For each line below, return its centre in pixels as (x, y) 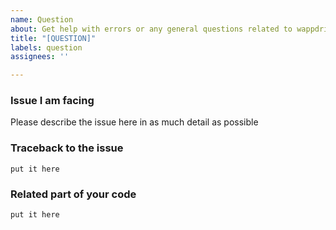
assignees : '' (40, 57)
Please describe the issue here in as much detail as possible (134, 122)
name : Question (42, 19)
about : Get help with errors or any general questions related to (151, 29)
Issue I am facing (52, 101)
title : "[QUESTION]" (53, 38)
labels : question (46, 47)
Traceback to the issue (67, 148)
